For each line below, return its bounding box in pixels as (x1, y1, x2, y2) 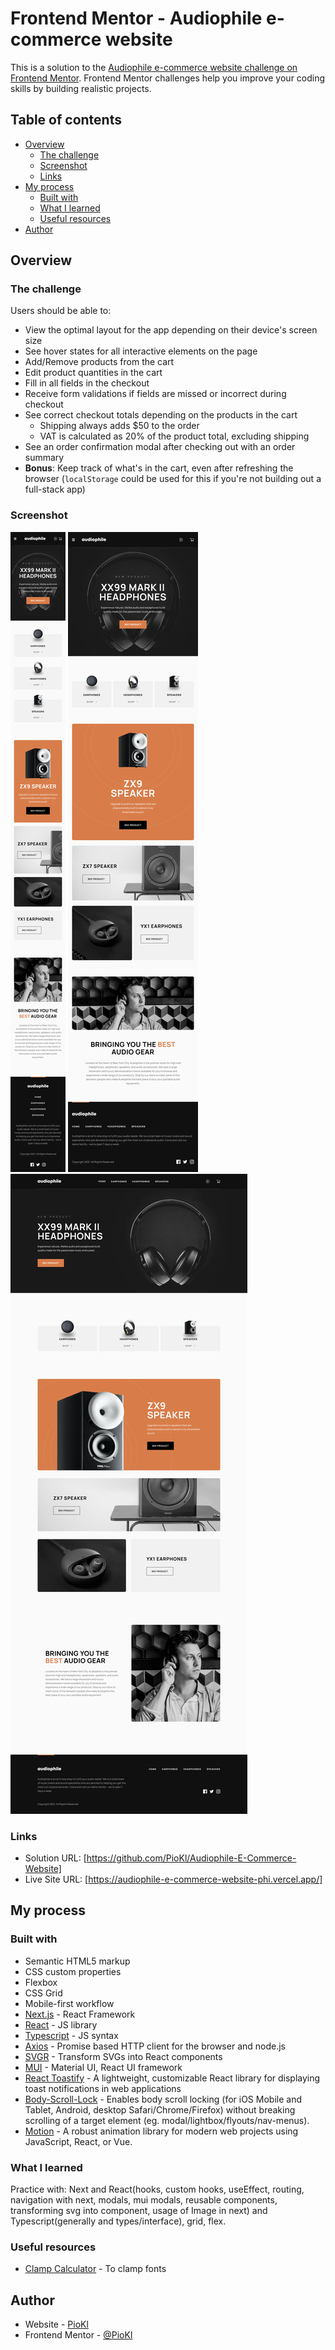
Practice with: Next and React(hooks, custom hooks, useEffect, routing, (10, 2183, 305, 2196)
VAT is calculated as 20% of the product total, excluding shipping (39, 430, 310, 442)
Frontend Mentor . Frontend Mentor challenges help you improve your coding (10, 72, 326, 84)
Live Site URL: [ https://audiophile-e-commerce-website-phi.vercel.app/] (24, 1873, 323, 1886)
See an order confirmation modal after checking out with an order (24, 441, 296, 453)
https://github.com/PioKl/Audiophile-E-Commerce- (86, 1852, 297, 1864)
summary (24, 452, 65, 464)
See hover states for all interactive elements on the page (24, 345, 258, 357)
